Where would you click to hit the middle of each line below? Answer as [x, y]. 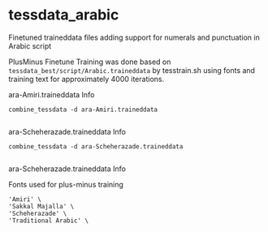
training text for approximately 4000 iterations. [86, 79]
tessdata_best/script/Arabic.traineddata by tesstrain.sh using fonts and [132, 70]
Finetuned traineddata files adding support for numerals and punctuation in [134, 37]
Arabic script [30, 45]
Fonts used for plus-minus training [66, 184]
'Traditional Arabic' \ [49, 221]
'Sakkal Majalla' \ [41, 206]
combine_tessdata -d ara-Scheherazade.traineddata [96, 146]
